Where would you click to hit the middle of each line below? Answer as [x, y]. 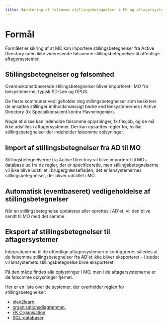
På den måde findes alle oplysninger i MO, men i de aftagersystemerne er [81, 272]
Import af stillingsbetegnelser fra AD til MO [73, 148]
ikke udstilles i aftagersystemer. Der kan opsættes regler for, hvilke [73, 127]
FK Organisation [29, 312]
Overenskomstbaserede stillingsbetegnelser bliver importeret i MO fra [77, 86]
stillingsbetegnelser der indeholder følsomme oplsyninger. [65, 132]
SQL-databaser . [28, 318]
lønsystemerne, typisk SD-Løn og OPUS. [47, 92]
